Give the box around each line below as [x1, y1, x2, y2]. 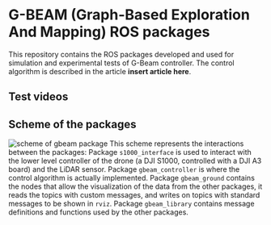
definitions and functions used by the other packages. [8, 207, 188, 217]
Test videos [8, 90, 69, 104]
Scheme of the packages [8, 117, 137, 131]
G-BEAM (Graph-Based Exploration [8, 6, 251, 24]
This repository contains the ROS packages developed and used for [8, 49, 235, 59]
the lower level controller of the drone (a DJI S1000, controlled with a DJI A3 [8, 156, 262, 166]
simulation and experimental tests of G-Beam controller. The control [8, 58, 235, 68]
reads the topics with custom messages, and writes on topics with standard [8, 190, 260, 200]
